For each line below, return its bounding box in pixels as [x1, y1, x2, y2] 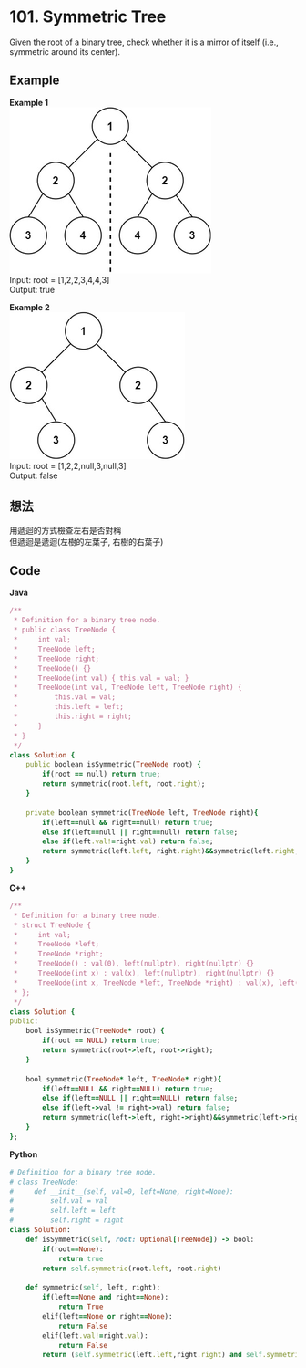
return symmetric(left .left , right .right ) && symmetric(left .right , [42, 847, 300, 856]
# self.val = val [9, 1196, 107, 1206]
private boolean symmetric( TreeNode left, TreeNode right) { [25, 808, 259, 818]
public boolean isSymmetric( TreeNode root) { [25, 760, 202, 769]
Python [9, 1148, 38, 1160]
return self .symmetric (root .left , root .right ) [42, 1264, 222, 1273]
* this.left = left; [13, 703, 125, 712]
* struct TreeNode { [13, 920, 92, 930]
